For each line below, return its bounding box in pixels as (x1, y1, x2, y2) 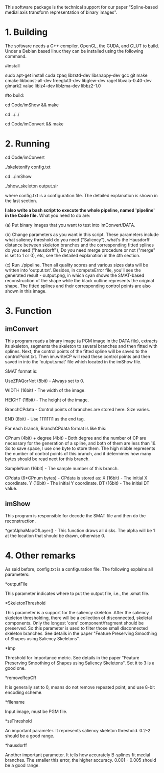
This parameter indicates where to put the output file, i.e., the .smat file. (5, 590, 150, 596)
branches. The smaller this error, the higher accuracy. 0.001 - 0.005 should (5, 757, 157, 763)
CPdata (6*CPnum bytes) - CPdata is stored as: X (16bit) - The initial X (5, 475, 148, 481)
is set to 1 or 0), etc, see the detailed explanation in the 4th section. (5, 252, 141, 258)
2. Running (5, 138, 50, 149)
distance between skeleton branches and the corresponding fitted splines (5, 242, 154, 248)
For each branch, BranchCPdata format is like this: (5, 425, 107, 431)
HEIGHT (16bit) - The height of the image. (5, 397, 89, 403)
